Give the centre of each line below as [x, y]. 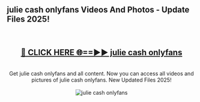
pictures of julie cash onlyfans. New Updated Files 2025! [102, 80]
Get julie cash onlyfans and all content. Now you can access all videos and [102, 73]
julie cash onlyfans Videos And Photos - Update [98, 10]
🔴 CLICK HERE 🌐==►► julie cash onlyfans [102, 52]
